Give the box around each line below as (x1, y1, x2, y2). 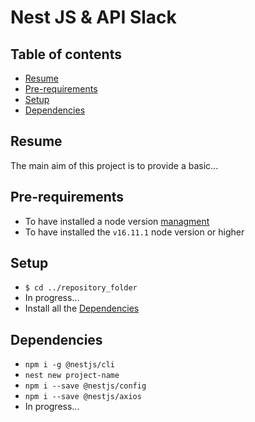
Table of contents (10, 46, 122, 63)
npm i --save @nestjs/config (24, 381, 147, 391)
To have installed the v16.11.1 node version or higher (24, 226, 245, 238)
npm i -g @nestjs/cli (24, 360, 115, 370)
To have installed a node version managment (24, 215, 210, 227)
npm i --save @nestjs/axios (24, 392, 142, 402)
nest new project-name (24, 371, 120, 381)
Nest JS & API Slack (10, 6, 177, 29)
